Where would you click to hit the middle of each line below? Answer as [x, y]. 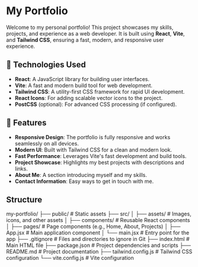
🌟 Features [26, 123]
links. [21, 168]
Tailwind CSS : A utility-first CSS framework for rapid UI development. [100, 91]
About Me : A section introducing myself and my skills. [81, 175]
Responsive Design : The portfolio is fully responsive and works [92, 137]
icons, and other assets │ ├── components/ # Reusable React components [98, 220]
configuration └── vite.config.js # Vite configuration [70, 258]
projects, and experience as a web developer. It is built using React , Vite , [95, 33]
